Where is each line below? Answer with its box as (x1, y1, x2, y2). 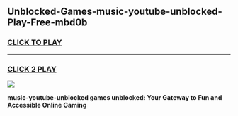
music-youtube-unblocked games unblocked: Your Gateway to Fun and (7, 93, 222, 101)
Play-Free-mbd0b (7, 17, 88, 29)
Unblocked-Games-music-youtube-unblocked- (7, 6, 223, 18)
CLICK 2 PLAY (7, 64, 57, 74)
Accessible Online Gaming (7, 101, 87, 109)
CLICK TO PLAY (7, 38, 62, 48)
